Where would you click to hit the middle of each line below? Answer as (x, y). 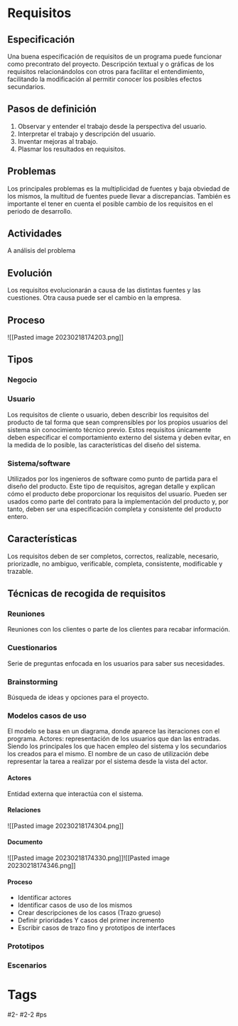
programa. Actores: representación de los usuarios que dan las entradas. (114, 739)
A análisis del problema (42, 251)
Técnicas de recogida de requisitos (87, 593)
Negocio (22, 380)
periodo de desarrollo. (40, 211)
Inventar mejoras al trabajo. (58, 141)
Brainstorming (33, 681)
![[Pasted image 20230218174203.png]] (66, 337)
